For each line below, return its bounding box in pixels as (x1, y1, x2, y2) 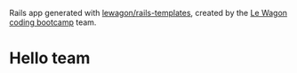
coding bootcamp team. (9, 17, 97, 28)
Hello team (9, 48, 91, 69)
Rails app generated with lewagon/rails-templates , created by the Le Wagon (9, 8, 287, 18)
